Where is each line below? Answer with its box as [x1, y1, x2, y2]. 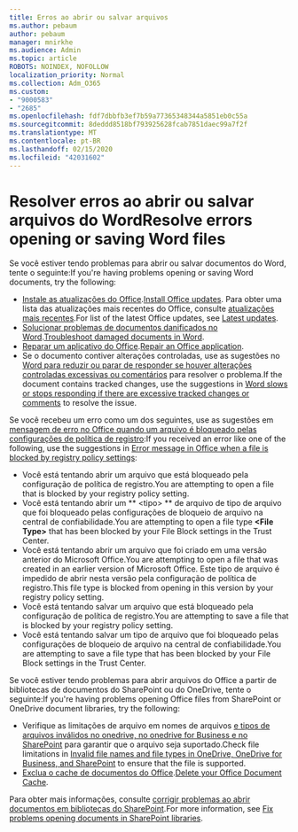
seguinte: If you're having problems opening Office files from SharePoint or [9, 694, 282, 704]
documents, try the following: [9, 276, 117, 288]
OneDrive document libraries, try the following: [9, 704, 180, 714]
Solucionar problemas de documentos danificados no [21, 323, 218, 333]
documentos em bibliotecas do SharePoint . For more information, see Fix [9, 804, 274, 814]
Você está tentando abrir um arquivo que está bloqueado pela [21, 470, 248, 480]
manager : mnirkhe [9, 37, 74, 47]
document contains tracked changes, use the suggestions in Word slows [21, 378, 288, 390]
